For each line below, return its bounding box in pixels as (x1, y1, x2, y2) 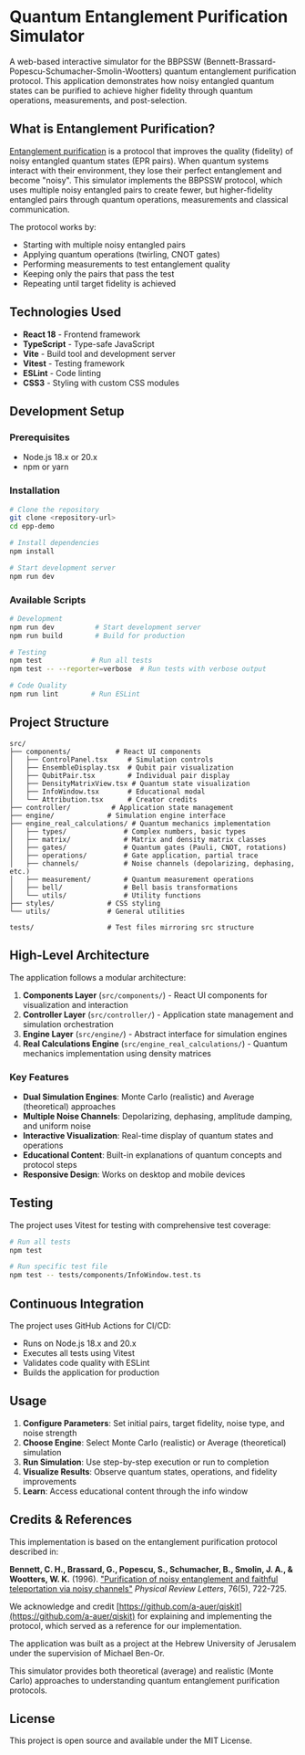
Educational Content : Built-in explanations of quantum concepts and (22, 1149, 282, 1161)
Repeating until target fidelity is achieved (22, 278, 177, 289)
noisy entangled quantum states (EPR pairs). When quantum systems (9, 155, 269, 166)
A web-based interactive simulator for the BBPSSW (9, 56, 202, 67)
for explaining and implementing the (137, 1610, 272, 1622)
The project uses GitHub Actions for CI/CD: (9, 1320, 171, 1331)
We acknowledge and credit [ (9, 1601, 120, 1612)
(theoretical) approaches (22, 1100, 117, 1111)
